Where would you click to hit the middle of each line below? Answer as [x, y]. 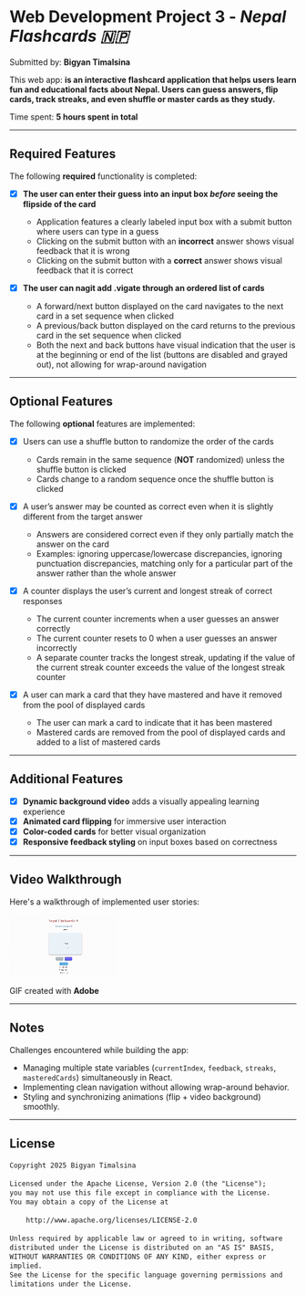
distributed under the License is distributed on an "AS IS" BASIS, [142, 1248]
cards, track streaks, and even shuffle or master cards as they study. [143, 99]
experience [44, 811]
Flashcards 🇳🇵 [69, 36]
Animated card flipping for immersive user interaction [124, 821]
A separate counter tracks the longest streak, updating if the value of [166, 657]
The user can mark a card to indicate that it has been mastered [154, 722]
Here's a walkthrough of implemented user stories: [105, 902]
